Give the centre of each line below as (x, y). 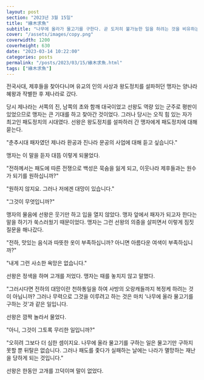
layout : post (23, 12)
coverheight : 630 (28, 46)
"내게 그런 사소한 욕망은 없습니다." (46, 263)
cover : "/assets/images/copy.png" (50, 35)
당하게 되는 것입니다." (38, 358)
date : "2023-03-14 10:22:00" (43, 52)
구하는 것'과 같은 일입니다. (37, 304)
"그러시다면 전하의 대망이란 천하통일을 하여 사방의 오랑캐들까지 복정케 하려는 (97, 289)
